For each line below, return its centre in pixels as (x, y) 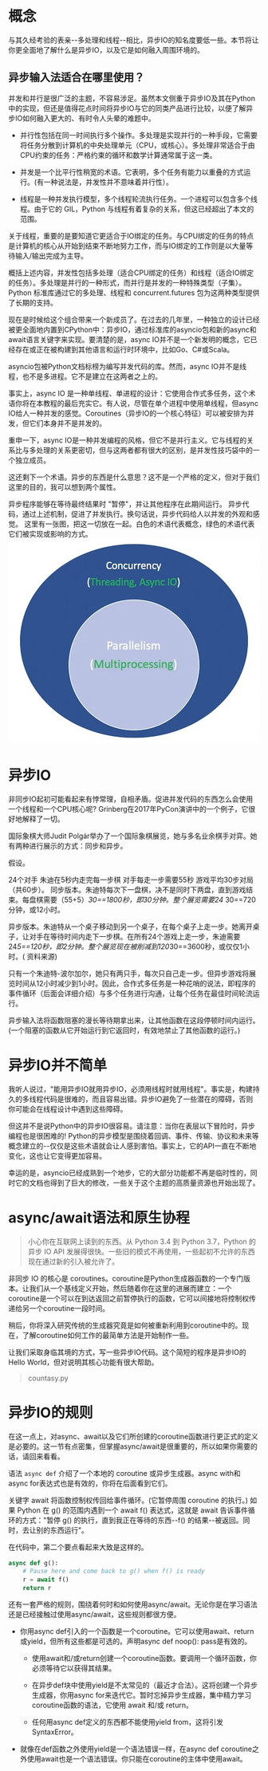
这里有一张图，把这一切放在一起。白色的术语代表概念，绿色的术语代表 (139, 524)
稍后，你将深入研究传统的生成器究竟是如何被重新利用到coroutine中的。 (125, 1325)
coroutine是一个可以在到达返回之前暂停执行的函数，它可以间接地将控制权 (129, 1298)
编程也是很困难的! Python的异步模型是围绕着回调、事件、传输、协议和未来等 (134, 1135)
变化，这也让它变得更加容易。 (57, 1155)
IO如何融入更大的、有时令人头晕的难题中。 (85, 118)
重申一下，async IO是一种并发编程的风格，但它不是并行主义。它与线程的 (128, 440)
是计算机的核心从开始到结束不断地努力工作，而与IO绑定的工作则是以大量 (127, 246)
